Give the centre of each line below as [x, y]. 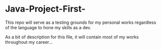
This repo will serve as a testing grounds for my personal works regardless [80, 22]
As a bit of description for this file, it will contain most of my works [72, 37]
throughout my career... [29, 42]
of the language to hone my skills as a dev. [48, 27]
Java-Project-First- [45, 9]
